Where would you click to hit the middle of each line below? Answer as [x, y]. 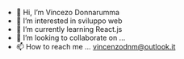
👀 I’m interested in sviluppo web [69, 21]
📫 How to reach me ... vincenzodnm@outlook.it [96, 47]
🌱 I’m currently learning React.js [69, 29]
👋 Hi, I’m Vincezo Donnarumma [67, 12]
